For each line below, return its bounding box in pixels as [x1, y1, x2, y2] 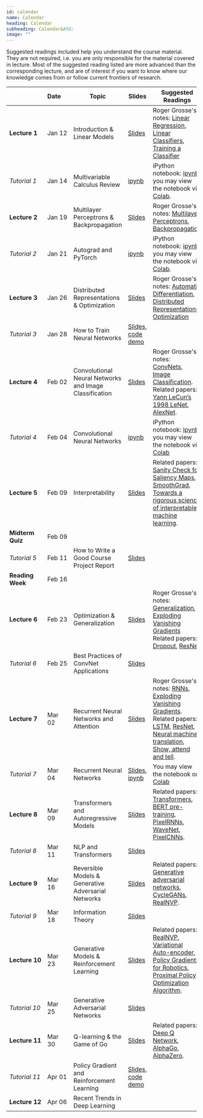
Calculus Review [73, 180, 121, 189]
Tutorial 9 [9, 912, 37, 920]
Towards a [153, 489, 182, 497]
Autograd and [73, 246, 113, 254]
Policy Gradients [153, 956, 199, 964]
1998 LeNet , [153, 401, 189, 409]
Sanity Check [153, 466, 191, 474]
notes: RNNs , [153, 684, 190, 693]
